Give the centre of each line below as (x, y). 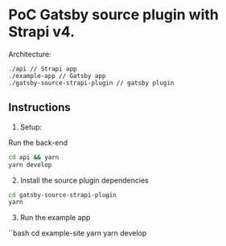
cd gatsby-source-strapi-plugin (62, 195)
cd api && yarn (34, 157)
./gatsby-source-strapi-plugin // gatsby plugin (91, 83)
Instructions (39, 107)
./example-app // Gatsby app (57, 76)
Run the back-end (38, 142)
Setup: (31, 127)
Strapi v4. (41, 32)
